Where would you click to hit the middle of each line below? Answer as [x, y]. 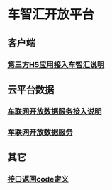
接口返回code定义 [38, 179]
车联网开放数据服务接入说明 [55, 112]
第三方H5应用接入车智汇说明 [56, 64]
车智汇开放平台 [51, 14]
